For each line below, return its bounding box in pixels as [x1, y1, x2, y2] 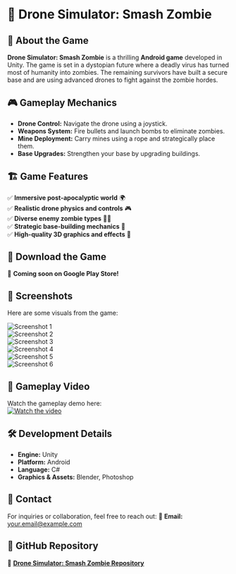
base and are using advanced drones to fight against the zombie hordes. [7, 76, 218, 84]
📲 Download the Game [7, 251, 107, 263]
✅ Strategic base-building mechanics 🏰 [7, 222, 125, 230]
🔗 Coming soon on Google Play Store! [7, 270, 119, 278]
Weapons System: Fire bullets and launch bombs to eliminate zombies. [17, 126, 225, 135]
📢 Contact [7, 494, 52, 506]
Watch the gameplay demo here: [7, 399, 102, 408]
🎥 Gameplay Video [7, 381, 90, 393]
